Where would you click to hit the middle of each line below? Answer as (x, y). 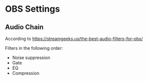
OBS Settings (33, 9)
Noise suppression (31, 58)
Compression (26, 73)
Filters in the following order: (34, 48)
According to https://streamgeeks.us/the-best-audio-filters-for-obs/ (74, 39)
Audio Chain (25, 27)
